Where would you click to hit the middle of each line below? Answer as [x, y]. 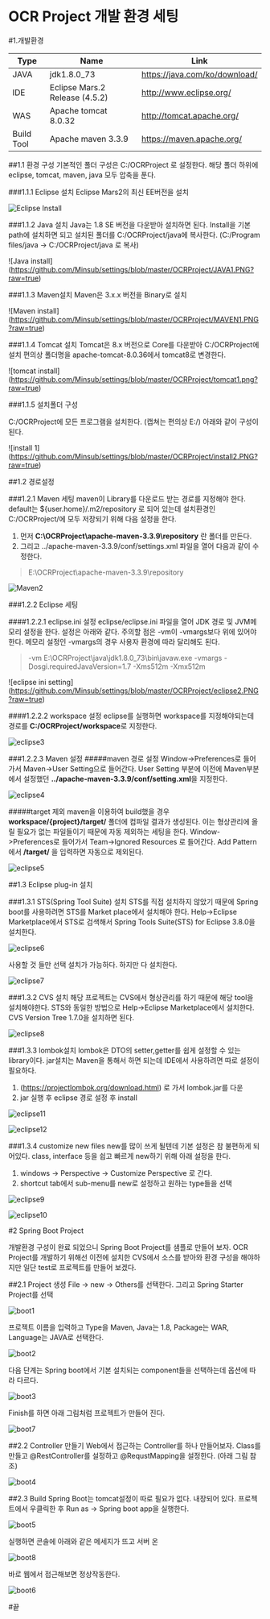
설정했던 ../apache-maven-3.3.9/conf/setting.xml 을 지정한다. [125, 778]
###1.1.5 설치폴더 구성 [43, 405]
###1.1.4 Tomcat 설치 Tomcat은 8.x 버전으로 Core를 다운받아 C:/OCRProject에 [134, 344]
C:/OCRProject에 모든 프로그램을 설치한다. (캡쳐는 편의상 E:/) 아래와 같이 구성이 [133, 421]
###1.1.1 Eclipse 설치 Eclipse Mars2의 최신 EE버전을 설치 [98, 192]
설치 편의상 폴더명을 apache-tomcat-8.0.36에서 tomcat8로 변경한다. [117, 355]
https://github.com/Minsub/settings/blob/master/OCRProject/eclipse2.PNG [135, 691]
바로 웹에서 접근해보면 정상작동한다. [64, 1574]
